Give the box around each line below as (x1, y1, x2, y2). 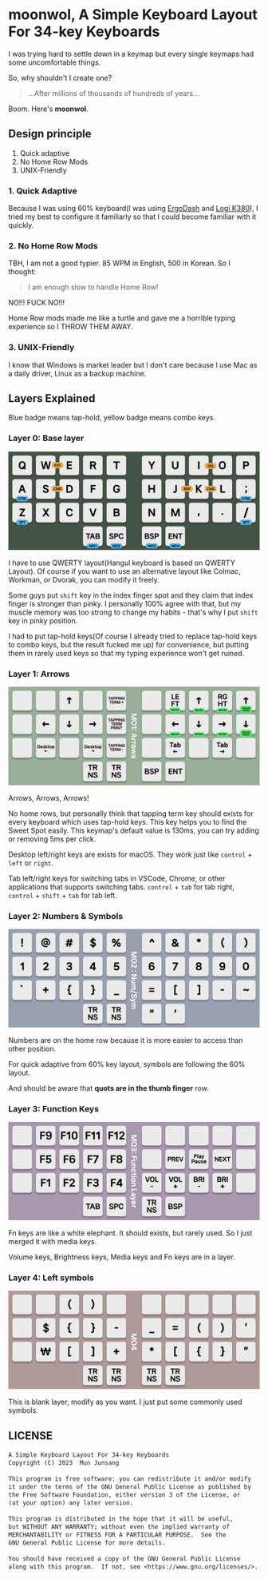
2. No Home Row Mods (8, 240, 98, 251)
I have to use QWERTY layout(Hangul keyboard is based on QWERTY (8, 558, 235, 567)
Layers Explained (8, 392, 96, 405)
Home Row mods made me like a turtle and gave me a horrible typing (8, 313, 235, 323)
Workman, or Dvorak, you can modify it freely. (8, 575, 160, 584)
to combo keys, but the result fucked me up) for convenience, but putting (8, 639, 250, 649)
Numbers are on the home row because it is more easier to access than (8, 1035, 243, 1044)
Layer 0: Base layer (8, 433, 85, 444)
